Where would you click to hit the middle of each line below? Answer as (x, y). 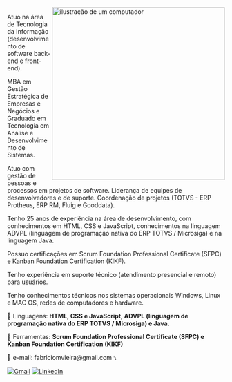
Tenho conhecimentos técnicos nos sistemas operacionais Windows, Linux (114, 295)
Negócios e (23, 111)
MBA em (19, 82)
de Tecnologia (28, 24)
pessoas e (22, 183)
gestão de (21, 176)
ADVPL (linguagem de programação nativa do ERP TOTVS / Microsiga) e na (115, 233)
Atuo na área (25, 17)
